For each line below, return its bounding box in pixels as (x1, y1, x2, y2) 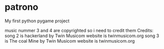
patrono (4, 1, 38, 13)
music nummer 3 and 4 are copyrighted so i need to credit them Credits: (4, 27, 153, 33)
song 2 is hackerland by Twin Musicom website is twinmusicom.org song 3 (4, 33, 159, 39)
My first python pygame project (4, 18, 69, 24)
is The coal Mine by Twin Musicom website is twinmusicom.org (4, 38, 135, 44)
